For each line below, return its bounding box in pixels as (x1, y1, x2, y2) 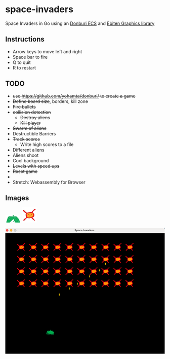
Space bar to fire (12, 54, 48, 60)
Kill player (20, 120, 41, 126)
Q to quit (12, 59, 31, 65)
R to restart (12, 64, 36, 70)
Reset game (12, 168, 38, 174)
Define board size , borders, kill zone (12, 98, 89, 104)
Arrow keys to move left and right (12, 48, 82, 54)
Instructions (5, 35, 45, 44)
